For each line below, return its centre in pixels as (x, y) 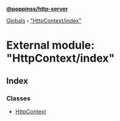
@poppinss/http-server (37, 9)
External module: (51, 46)
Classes (19, 98)
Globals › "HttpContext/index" (44, 20)
